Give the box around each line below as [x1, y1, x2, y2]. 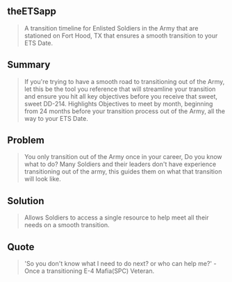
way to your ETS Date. [24, 114, 88, 122]
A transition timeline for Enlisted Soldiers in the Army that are [24, 24, 199, 32]
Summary [7, 59, 51, 71]
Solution [7, 194, 44, 207]
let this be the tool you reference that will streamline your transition [24, 85, 216, 93]
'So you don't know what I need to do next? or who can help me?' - [24, 260, 217, 268]
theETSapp [7, 6, 57, 17]
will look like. [24, 175, 61, 183]
